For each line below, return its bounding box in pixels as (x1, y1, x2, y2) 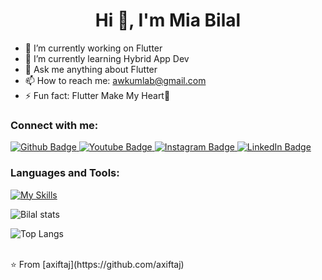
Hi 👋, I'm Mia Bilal (94, 9, 242, 32)
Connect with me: (10, 118, 99, 132)
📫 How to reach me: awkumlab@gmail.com (24, 74, 207, 86)
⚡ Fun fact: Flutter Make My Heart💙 (24, 89, 171, 101)
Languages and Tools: (10, 166, 120, 180)
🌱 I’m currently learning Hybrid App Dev (24, 52, 190, 64)
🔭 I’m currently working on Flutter (24, 42, 163, 54)
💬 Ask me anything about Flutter (24, 63, 158, 75)
